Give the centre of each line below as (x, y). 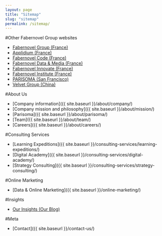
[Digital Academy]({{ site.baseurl (46, 155)
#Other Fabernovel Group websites (41, 38)
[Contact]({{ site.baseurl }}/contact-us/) (53, 229)
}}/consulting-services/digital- (112, 155)
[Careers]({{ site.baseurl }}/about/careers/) (57, 125)
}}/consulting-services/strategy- (121, 165)
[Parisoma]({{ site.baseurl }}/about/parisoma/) (60, 115)
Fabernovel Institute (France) (42, 74)
